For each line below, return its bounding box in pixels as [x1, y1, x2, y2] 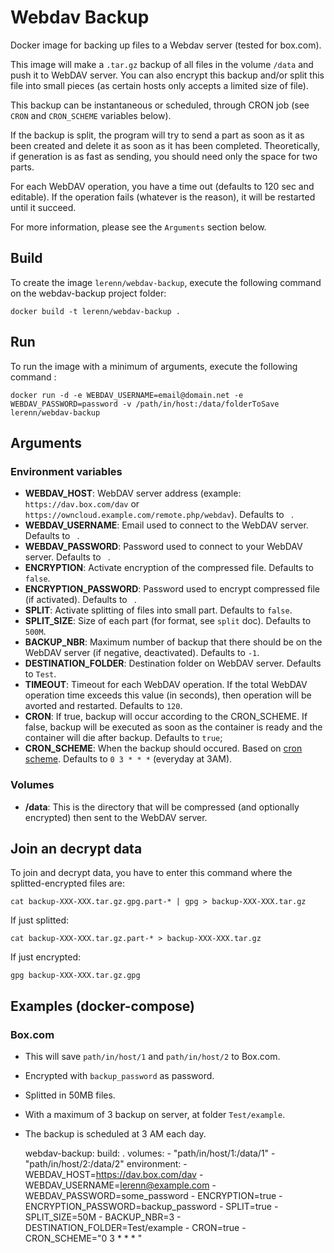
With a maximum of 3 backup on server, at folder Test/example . [24, 1109, 286, 1121]
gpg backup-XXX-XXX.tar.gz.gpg [10, 971, 141, 981]
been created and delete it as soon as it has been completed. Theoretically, [10, 139, 321, 151]
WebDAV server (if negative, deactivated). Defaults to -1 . [24, 647, 260, 659]
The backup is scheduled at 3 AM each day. [24, 1128, 207, 1140]
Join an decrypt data [10, 840, 143, 857]
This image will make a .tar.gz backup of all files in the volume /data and [10, 58, 314, 70]
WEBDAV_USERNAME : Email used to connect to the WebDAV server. [24, 519, 309, 531]
